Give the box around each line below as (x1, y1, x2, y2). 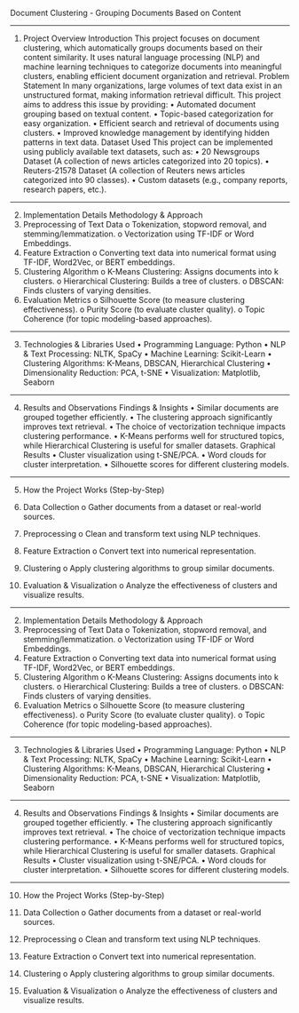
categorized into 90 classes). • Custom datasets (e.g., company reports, (22, 175, 288, 185)
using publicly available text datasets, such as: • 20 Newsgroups (22, 147, 260, 156)
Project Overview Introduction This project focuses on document (22, 33, 260, 44)
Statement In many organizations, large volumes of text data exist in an (22, 80, 283, 91)
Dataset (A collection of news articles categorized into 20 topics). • (22, 156, 270, 166)
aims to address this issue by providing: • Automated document (22, 100, 256, 109)
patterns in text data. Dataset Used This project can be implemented (22, 137, 273, 148)
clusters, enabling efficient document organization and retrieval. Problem (22, 71, 290, 81)
